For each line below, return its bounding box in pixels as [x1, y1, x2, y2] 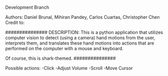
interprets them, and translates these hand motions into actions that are [5, 40, 154, 46]
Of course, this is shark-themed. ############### [5, 55, 116, 61]
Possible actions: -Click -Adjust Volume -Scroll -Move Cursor [5, 65, 133, 71]
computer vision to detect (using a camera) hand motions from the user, [5, 35, 155, 41]
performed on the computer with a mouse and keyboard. [5, 46, 124, 51]
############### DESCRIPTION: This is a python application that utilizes [5, 29, 163, 35]
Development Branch [5, 5, 50, 10]
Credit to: [5, 20, 25, 25]
